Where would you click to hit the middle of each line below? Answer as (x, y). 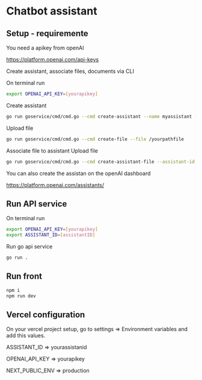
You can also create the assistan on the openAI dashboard (79, 173)
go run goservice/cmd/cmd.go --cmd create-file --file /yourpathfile (95, 139)
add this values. (26, 335)
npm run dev (21, 296)
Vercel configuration (46, 315)
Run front (24, 277)
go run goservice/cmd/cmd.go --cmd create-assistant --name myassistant (99, 116)
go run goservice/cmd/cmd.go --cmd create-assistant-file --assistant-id (101, 162)
